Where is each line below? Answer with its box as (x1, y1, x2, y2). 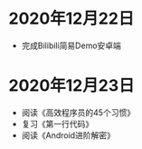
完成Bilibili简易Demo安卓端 (21, 40, 121, 51)
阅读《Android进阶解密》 (21, 129, 115, 141)
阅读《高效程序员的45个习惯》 (21, 106, 136, 118)
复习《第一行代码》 (21, 118, 94, 129)
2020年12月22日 (8, 8, 135, 29)
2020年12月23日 (8, 75, 135, 96)
